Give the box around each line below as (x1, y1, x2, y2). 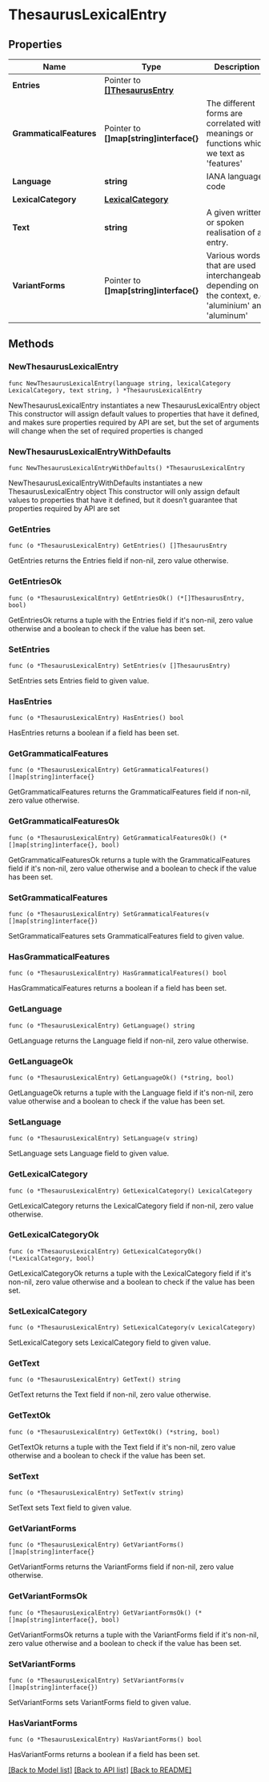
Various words (206, 250, 261, 261)
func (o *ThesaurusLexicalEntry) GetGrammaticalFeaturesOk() (8, 834, 217, 842)
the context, (206, 290, 251, 301)
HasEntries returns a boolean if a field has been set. (8, 728, 179, 738)
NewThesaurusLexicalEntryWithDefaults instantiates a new (8, 478, 203, 488)
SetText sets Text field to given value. (8, 1503, 132, 1513)
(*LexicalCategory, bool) (8, 1254, 94, 1262)
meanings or (206, 128, 254, 139)
